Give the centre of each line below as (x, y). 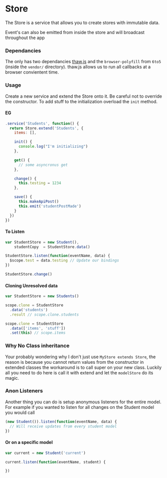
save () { (23, 197)
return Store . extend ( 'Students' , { (47, 128)
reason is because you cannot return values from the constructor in (75, 362)
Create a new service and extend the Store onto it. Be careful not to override (83, 96)
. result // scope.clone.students (44, 314)
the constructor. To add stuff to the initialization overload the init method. (82, 101)
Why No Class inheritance (37, 346)
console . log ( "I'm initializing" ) (53, 147)
